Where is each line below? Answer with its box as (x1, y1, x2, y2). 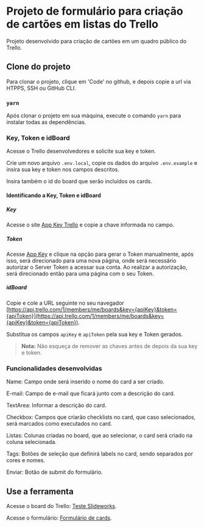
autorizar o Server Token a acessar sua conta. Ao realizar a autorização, (6, 263, 188, 271)
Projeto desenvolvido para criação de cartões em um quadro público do (6, 37, 187, 45)
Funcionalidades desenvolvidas (6, 364, 102, 373)
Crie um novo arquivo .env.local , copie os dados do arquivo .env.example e (6, 159, 198, 167)
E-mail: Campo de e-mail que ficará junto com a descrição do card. (6, 390, 175, 398)
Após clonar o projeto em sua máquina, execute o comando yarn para (6, 112, 181, 120)
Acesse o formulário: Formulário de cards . (6, 514, 112, 522)
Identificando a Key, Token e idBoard (6, 191, 102, 199)
